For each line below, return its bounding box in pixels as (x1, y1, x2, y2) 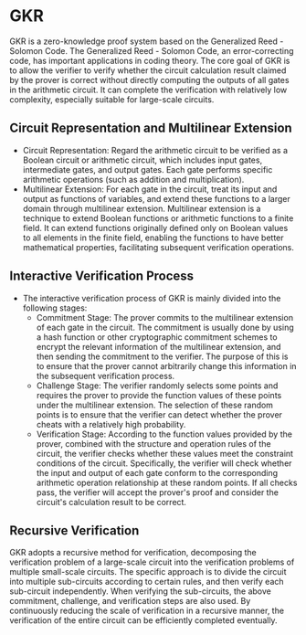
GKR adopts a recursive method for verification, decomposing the (9, 547, 258, 558)
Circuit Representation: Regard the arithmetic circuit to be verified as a (22, 144, 288, 155)
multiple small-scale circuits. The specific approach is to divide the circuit (9, 566, 287, 577)
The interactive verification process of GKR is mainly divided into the (22, 292, 281, 303)
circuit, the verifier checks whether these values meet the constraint (36, 448, 294, 459)
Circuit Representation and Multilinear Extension (9, 121, 292, 136)
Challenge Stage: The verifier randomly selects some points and (36, 380, 279, 391)
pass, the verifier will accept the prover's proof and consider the (36, 486, 279, 498)
